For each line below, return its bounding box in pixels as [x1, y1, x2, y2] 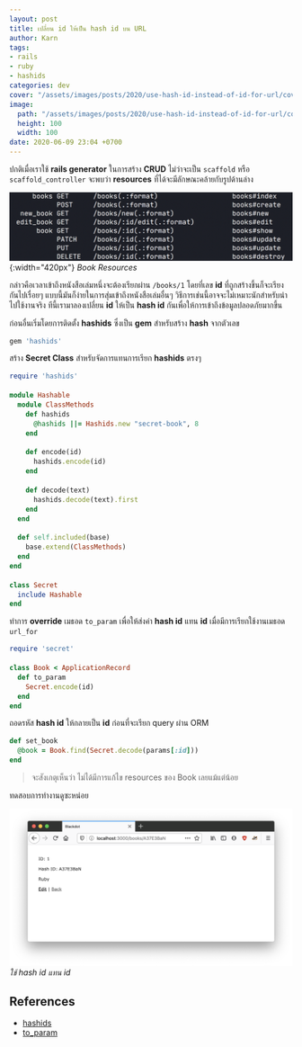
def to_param [17, 673, 67, 682]
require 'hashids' [9, 371, 78, 381]
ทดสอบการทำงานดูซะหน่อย [9, 790, 89, 801]
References [9, 994, 75, 1009]
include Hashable [17, 590, 83, 599]
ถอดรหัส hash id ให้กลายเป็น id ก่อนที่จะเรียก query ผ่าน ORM [9, 718, 209, 729]
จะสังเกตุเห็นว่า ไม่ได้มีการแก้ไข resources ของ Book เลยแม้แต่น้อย [31, 772, 238, 783]
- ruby [9, 62, 34, 71]
